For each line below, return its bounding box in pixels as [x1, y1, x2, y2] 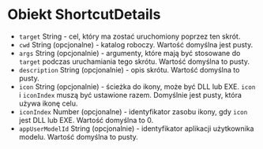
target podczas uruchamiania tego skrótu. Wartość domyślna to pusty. [18, 57, 250, 66]
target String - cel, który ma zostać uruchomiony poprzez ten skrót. [18, 32, 241, 41]
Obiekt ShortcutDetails [7, 6, 161, 24]
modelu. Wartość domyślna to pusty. [18, 132, 139, 141]
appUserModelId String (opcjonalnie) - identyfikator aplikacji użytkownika [18, 124, 254, 133]
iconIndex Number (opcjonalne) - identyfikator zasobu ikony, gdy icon [18, 106, 248, 116]
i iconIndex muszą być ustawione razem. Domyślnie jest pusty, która [18, 90, 242, 99]
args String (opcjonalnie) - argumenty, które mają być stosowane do [18, 48, 241, 58]
